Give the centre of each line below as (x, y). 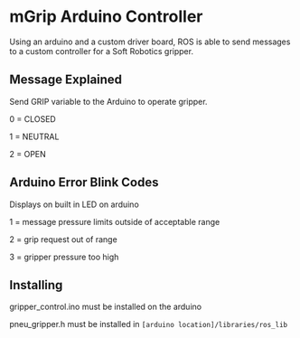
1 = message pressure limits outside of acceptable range (115, 221)
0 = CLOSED (33, 118)
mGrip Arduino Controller (106, 17)
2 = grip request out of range (63, 239)
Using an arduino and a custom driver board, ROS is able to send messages (150, 42)
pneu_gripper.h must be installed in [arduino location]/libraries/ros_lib (148, 324)
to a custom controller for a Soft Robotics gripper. (102, 51)
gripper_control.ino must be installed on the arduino (105, 307)
